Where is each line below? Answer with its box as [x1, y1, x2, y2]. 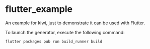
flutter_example [5, 3, 73, 15]
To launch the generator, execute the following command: [5, 29, 125, 35]
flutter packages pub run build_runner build [5, 39, 102, 44]
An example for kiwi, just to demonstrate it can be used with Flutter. [5, 20, 145, 26]
